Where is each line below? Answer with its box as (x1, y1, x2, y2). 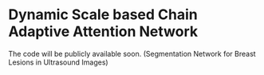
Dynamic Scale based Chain (8, 6, 198, 24)
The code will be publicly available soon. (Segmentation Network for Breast (8, 49, 257, 58)
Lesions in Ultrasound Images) (8, 57, 109, 67)
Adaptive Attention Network (8, 22, 199, 41)
